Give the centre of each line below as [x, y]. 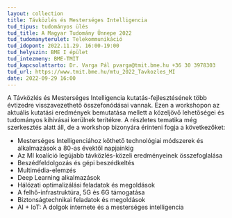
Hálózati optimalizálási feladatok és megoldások [86, 185]
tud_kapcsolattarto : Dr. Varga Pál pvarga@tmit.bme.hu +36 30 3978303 [111, 65]
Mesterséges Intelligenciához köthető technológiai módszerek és [110, 141]
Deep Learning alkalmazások [59, 178]
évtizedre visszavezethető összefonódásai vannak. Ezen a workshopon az [114, 106]
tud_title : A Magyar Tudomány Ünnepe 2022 [69, 33]
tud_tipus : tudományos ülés [48, 26]
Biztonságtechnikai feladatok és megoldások [81, 200]
